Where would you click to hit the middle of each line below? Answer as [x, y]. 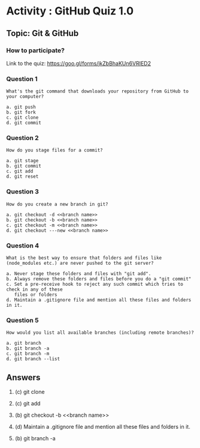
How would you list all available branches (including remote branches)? [100, 333]
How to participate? [35, 50]
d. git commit [24, 123]
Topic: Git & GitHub [43, 33]
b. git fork [21, 112]
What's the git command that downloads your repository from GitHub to [97, 91]
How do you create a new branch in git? [57, 204]
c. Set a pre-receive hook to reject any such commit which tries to [95, 284]
